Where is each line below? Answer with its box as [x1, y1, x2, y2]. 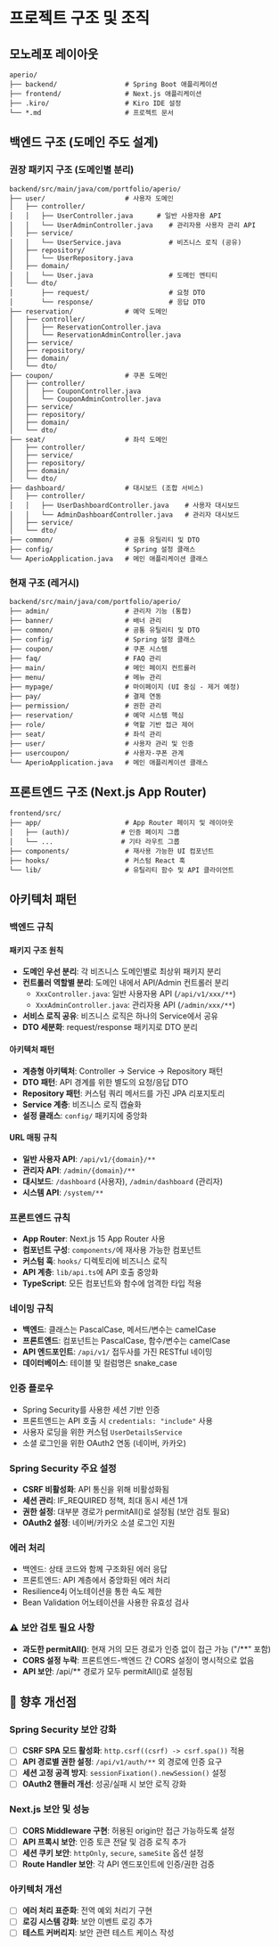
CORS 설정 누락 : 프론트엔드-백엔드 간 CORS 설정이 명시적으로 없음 [21, 1655, 255, 1665]
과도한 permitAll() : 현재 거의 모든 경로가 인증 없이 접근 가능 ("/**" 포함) [21, 1643, 272, 1654]
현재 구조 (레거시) [9, 576, 80, 589]
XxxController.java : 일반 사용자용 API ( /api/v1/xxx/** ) [35, 988, 236, 999]
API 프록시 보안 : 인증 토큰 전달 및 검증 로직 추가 [21, 1836, 187, 1847]
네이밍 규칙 [9, 1302, 54, 1314]
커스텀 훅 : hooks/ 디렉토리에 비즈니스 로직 [21, 1255, 168, 1266]
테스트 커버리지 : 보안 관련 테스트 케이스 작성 [21, 1927, 175, 1938]
